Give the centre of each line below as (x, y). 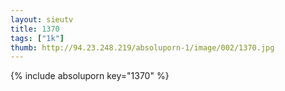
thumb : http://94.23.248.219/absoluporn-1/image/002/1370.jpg (142, 47)
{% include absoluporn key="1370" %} (90, 76)
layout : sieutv (42, 19)
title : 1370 (35, 29)
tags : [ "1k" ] (37, 38)
